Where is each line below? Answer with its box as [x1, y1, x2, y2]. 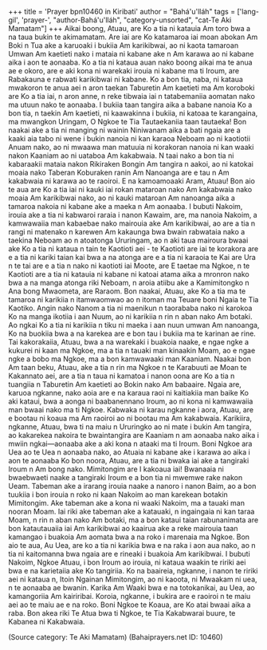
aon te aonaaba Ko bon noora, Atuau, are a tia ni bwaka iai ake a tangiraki [8, 456, 249, 465]
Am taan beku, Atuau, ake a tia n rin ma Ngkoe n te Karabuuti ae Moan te [8, 363, 247, 372]
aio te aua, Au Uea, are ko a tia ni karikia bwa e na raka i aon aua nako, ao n [8, 541, 257, 550]
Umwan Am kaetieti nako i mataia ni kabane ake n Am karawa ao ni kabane [8, 49, 254, 58]
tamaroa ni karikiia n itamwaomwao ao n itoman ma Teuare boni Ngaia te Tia [8, 295, 259, 304]
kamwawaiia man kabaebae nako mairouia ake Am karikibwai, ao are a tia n [8, 219, 256, 228]
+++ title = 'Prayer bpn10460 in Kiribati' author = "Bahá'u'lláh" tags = [8, 7, 236, 16]
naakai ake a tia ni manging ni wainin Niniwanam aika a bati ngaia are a [8, 125, 241, 135]
